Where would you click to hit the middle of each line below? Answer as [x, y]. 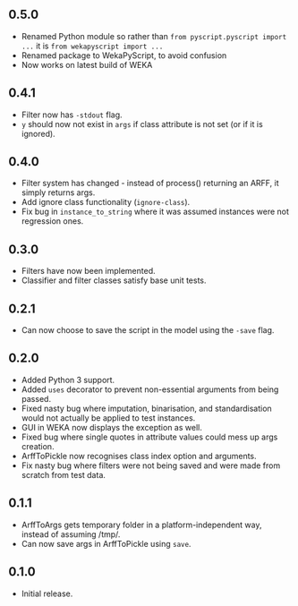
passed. [36, 398]
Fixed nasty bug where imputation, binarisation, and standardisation [146, 408]
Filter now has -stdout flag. [72, 115]
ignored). [38, 133]
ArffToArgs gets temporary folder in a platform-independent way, [141, 525]
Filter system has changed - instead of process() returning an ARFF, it [150, 184]
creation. [38, 446]
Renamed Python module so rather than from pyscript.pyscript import [154, 36]
